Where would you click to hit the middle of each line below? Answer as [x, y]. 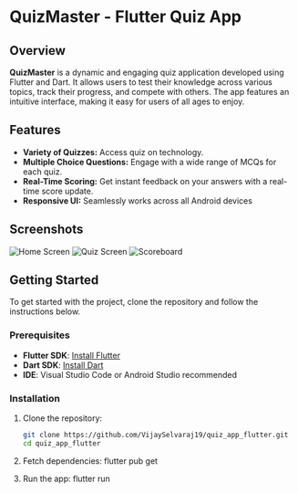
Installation [35, 398]
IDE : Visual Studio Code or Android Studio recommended [130, 374]
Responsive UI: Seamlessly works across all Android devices [138, 200]
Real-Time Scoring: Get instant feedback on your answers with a [145, 181]
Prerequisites [40, 335]
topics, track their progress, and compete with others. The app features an [149, 92]
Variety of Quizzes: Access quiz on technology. [113, 152]
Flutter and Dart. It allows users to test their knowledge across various [141, 82]
